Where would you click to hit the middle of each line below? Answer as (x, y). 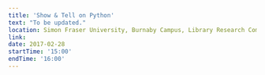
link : (17, 37)
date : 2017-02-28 (37, 45)
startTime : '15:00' (40, 52)
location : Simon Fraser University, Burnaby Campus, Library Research (127, 30)
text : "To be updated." (47, 23)
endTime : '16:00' (37, 59)
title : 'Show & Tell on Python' (61, 15)
